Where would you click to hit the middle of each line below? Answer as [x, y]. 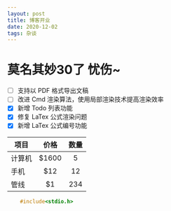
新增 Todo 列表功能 [45, 108]
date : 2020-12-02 [33, 27]
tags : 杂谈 [22, 33]
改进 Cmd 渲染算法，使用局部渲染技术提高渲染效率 [90, 99]
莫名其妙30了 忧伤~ [64, 70]
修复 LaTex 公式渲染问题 [52, 117]
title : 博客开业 [29, 20]
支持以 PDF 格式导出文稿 [53, 91]
